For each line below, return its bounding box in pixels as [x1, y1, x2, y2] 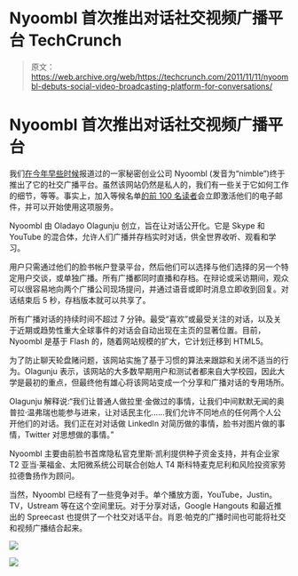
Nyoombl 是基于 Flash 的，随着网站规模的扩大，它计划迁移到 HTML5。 [9, 335, 269, 347]
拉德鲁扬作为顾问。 [9, 470, 80, 481]
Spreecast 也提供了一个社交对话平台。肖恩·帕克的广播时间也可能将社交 [26, 511, 286, 522]
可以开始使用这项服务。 [32, 201, 118, 212]
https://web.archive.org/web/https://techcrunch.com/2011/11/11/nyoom [30, 71, 289, 82]
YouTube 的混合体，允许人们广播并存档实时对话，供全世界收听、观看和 [9, 231, 269, 242]
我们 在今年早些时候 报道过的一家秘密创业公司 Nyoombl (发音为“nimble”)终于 [9, 168, 286, 179]
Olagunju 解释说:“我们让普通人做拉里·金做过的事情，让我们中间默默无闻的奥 [9, 396, 286, 406]
